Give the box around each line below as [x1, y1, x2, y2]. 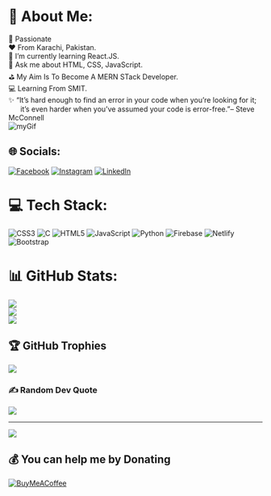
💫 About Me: [8, 7, 94, 26]
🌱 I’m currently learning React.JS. [8, 51, 119, 61]
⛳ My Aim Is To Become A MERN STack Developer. [8, 72, 179, 82]
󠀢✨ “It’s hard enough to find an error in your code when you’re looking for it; [8, 95, 256, 104]
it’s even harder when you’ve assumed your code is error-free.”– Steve [19, 104, 255, 114]
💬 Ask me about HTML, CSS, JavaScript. [8, 60, 144, 69]
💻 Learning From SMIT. [8, 83, 87, 93]
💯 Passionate [8, 34, 52, 44]
